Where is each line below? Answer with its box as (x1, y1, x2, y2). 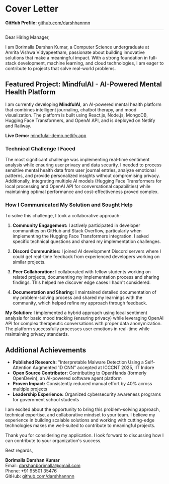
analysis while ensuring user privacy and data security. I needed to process (5, 162, 162, 168)
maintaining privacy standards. (5, 331, 69, 337)
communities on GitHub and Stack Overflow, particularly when (12, 228, 142, 234)
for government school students (12, 397, 79, 403)
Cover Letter (5, 3, 59, 15)
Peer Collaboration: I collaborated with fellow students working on (12, 269, 151, 275)
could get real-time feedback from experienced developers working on (12, 254, 160, 260)
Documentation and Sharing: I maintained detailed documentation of (12, 289, 157, 295)
